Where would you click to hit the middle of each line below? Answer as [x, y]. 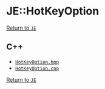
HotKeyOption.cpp [37, 68]
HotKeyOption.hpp [37, 62]
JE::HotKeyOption [53, 11]
